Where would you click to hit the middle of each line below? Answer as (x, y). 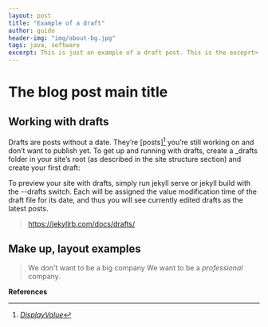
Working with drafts (59, 122)
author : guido (32, 30)
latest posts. (28, 208)
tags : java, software (44, 45)
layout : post (30, 16)
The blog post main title (88, 92)
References (28, 292)
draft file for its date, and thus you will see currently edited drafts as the (126, 199)
